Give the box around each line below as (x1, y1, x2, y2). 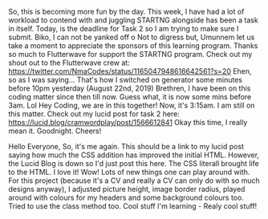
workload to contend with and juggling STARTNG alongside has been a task (8, 15, 258, 25)
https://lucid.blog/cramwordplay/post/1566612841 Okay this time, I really (8, 118, 248, 127)
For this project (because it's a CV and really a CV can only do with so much (8, 176, 261, 185)
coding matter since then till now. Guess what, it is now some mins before (8, 92, 252, 101)
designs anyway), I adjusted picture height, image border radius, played (8, 185, 246, 193)
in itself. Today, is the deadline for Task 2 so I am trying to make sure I (8, 24, 239, 33)
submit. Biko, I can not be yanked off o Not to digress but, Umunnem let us (8, 32, 255, 42)
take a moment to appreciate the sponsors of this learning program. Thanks (8, 41, 258, 51)
